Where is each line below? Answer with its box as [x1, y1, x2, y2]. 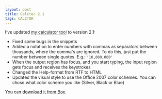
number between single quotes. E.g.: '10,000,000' [12, 54, 113, 60]
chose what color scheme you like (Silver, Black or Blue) [12, 80, 125, 85]
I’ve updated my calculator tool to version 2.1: [5, 29, 96, 35]
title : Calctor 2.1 [5, 12, 45, 16]
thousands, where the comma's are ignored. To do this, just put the [12, 49, 146, 55]
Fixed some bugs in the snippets [12, 39, 78, 44]
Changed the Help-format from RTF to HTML [12, 70, 102, 75]
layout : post [5, 7, 32, 12]
